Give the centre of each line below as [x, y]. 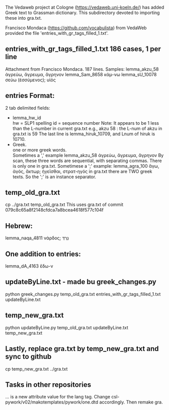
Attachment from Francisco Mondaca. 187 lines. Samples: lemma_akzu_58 [82, 69]
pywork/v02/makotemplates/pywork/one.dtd [52, 402]
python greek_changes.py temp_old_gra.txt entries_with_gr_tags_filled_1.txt [83, 294]
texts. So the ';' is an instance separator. [54, 177]
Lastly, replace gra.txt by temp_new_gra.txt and [82, 349]
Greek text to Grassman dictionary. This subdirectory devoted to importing [82, 13]
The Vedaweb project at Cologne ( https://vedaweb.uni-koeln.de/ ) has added [85, 7]
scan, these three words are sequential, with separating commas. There [87, 161]
